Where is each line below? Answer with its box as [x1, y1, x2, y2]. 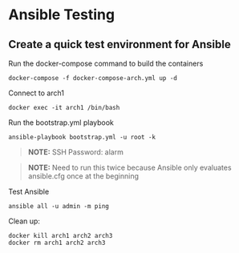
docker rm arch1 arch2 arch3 [8, 239, 106, 247]
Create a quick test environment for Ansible [8, 38, 231, 51]
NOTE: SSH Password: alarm [27, 147, 124, 157]
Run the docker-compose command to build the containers [8, 58, 204, 68]
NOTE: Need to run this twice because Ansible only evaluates [27, 163, 232, 172]
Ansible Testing [8, 6, 115, 24]
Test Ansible [8, 187, 50, 196]
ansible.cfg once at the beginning [27, 171, 139, 181]
